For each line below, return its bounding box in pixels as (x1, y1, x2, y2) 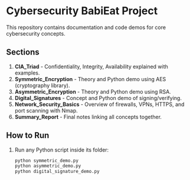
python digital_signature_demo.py (14, 169, 100, 175)
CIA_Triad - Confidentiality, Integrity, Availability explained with (14, 63, 168, 70)
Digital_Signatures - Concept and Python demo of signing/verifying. (14, 94, 182, 101)
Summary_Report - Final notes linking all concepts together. (14, 113, 162, 120)
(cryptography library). (14, 82, 70, 89)
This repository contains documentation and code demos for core (6, 24, 166, 31)
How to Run (6, 130, 50, 140)
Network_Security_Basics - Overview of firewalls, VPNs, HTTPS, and (14, 101, 185, 108)
